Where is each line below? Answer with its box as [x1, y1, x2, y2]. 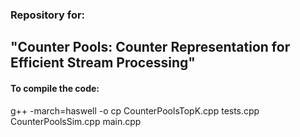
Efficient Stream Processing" [10, 54, 196, 72]
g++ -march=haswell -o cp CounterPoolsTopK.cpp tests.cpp [10, 104, 260, 117]
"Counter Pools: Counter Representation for [10, 39, 291, 56]
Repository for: [10, 8, 86, 22]
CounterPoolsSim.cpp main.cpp [10, 115, 142, 127]
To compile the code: [10, 82, 100, 94]
